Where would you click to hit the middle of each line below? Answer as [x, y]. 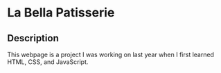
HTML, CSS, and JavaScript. [48, 62]
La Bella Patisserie [61, 13]
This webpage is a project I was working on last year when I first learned [111, 54]
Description [33, 38]
